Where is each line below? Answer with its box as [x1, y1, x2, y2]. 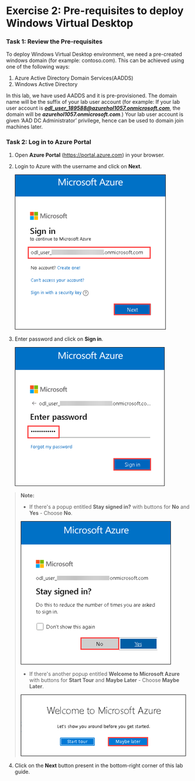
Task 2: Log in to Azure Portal [6, 138, 92, 146]
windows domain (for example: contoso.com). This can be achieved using [6, 57, 184, 64]
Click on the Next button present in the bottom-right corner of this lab [14, 762, 183, 769]
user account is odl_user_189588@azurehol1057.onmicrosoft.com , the [6, 104, 180, 112]
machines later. [6, 123, 43, 130]
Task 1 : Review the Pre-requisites [6, 38, 103, 46]
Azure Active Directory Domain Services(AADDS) [14, 74, 134, 82]
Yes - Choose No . [29, 509, 73, 517]
